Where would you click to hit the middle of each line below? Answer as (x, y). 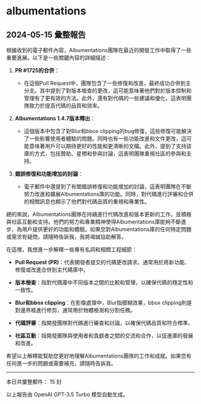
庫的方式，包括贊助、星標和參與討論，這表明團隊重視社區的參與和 (105, 153)
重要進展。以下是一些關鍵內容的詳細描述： (59, 58)
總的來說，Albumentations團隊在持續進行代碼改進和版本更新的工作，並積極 (99, 214)
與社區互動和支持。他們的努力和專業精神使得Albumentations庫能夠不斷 (94, 222)
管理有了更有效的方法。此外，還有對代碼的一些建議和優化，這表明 (105, 98)
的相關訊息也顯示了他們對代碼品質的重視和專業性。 (87, 201)
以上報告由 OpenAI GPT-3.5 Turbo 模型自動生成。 (67, 394)
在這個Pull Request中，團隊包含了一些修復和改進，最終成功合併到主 (107, 83)
